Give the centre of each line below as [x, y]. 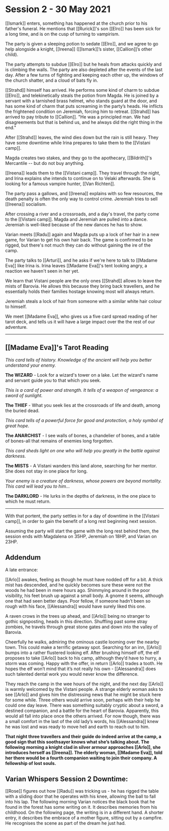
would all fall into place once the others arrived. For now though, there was [83, 716]
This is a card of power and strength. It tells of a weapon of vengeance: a [82, 390]
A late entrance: [22, 570]
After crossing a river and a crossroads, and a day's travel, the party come [82, 214]
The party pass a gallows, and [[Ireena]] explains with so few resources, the [84, 193]
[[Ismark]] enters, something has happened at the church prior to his [76, 23]
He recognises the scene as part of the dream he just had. [66, 823]
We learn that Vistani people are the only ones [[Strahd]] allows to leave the [83, 280]
